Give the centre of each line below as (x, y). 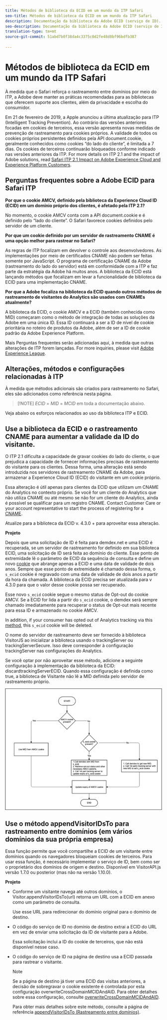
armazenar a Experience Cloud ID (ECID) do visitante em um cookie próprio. (83, 477)
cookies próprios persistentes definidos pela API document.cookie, (74, 138)
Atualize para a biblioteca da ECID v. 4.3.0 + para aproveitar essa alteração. (83, 523)
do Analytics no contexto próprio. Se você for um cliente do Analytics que (81, 492)
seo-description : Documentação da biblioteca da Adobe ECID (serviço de (82, 26)
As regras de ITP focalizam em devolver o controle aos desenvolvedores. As (83, 250)
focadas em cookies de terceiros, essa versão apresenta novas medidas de (83, 127)
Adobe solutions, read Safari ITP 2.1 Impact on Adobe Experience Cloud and (83, 159)
